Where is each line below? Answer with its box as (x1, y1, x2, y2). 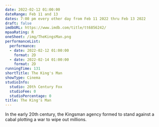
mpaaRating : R (5, 30, 34, 35)
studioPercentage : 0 (9, 93, 52, 98)
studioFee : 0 (9, 89, 36, 94)
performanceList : (5, 39, 41, 44)
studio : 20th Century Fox (9, 84, 63, 89)
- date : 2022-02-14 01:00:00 (9, 57, 69, 62)
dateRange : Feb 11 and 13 (5, 12, 58, 17)
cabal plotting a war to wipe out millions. (5, 117, 87, 123)
